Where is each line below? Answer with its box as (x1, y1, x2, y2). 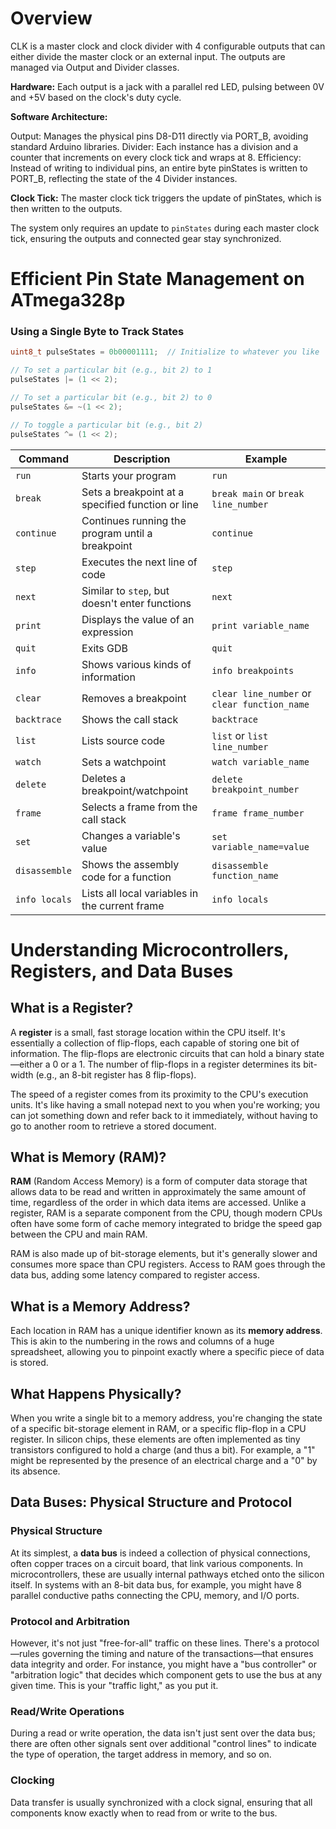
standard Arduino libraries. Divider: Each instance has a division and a (10, 140, 299, 152)
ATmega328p (10, 289, 126, 312)
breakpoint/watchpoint (81, 783, 189, 797)
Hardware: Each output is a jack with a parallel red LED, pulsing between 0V (10, 80, 325, 92)
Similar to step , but (81, 583, 170, 597)
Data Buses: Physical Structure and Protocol (10, 1494, 293, 1511)
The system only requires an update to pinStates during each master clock (10, 222, 320, 234)
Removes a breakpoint (81, 691, 187, 705)
